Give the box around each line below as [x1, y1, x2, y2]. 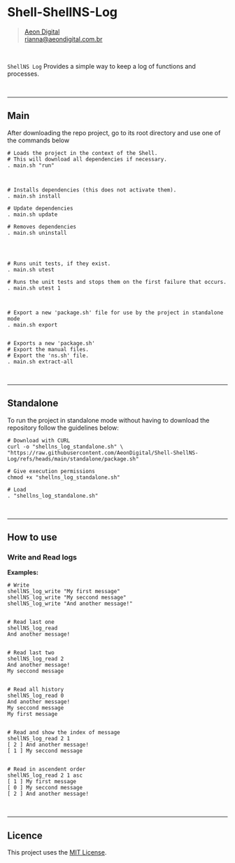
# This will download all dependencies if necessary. [7, 156, 168, 163]
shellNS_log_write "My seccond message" [7, 594, 127, 602]
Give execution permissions [13, 468, 96, 475]
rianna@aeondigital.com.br [24, 34, 103, 43]
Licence [7, 829, 43, 841]
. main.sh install [7, 192, 61, 200]
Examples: [7, 569, 38, 577]
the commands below [7, 136, 70, 144]
